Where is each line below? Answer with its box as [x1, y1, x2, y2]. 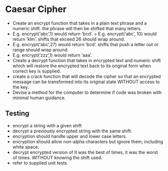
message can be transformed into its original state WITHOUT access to [12, 79, 160, 85]
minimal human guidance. [12, 94, 66, 101]
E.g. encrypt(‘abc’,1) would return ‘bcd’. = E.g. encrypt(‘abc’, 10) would [12, 31, 157, 37]
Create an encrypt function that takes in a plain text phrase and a [12, 20, 147, 26]
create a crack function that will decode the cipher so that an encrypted [12, 73, 161, 79]
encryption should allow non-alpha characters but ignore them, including [12, 138, 163, 144]
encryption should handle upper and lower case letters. [12, 133, 127, 139]
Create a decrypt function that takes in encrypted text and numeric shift [12, 57, 161, 63]
